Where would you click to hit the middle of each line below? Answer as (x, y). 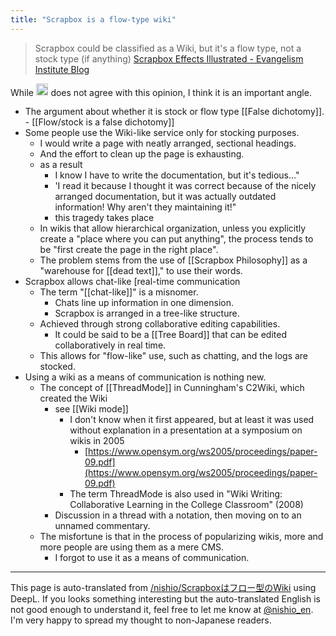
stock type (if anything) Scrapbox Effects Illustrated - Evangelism (169, 58)
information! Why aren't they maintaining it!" (145, 207)
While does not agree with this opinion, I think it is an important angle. (161, 92)
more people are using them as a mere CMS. (132, 547)
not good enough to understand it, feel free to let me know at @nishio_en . (162, 610)
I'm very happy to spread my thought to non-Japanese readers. (141, 620)
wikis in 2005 (97, 441)
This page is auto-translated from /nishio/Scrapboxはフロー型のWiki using (163, 588)
